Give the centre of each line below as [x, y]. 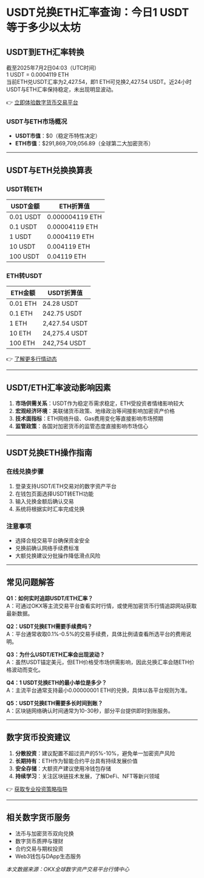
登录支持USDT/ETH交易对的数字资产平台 [66, 486]
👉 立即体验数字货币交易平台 [42, 102]
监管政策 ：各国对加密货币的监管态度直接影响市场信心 [82, 426]
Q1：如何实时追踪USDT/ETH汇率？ [50, 598]
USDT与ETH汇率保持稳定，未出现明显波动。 [61, 89]
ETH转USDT [24, 275]
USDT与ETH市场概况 [37, 121]
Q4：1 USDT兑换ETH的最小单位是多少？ [57, 682]
